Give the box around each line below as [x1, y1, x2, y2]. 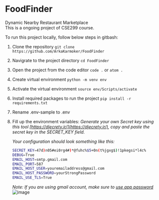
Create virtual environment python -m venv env [12, 76, 107, 82]
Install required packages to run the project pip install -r [12, 95, 131, 101]
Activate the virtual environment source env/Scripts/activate [12, 86, 137, 91]
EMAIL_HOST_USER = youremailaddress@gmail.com [12, 166, 105, 171]
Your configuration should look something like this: [12, 138, 115, 144]
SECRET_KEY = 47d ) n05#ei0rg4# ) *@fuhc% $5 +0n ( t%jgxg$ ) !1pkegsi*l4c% [12, 148, 146, 153]
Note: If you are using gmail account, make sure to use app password [12, 184, 154, 190]
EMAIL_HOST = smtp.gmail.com [12, 157, 68, 162]
